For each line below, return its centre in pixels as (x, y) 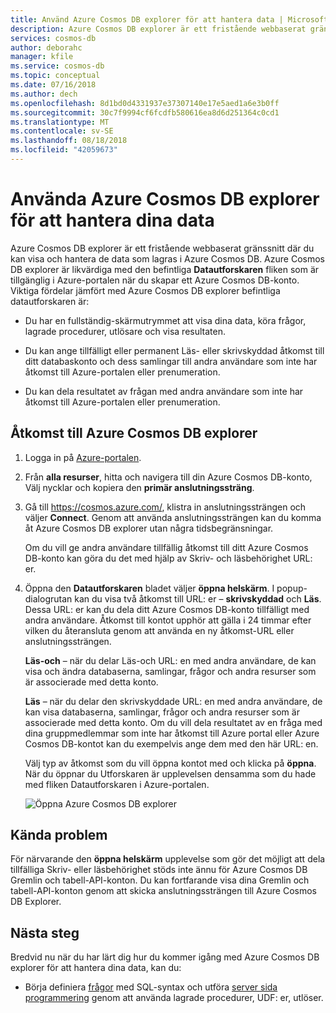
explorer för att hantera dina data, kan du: (96, 968)
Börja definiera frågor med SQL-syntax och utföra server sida (151, 987)
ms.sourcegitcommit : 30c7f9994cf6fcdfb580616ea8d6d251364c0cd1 (145, 112)
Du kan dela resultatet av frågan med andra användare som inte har (164, 391)
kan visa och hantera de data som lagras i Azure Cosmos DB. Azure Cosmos (167, 258)
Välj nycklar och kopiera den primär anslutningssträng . (139, 487)
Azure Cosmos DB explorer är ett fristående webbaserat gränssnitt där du (162, 248)
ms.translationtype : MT (60, 122)
